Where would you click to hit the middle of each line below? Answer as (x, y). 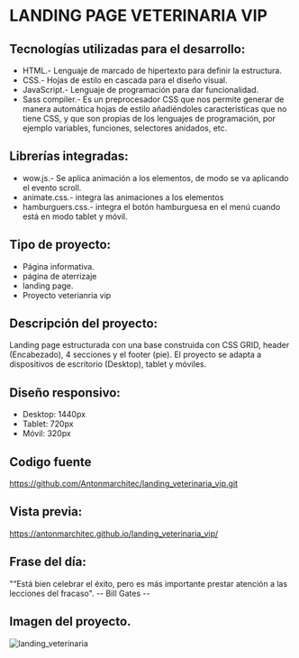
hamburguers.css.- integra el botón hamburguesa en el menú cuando (151, 206)
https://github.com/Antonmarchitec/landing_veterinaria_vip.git (124, 484)
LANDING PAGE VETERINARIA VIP (139, 16)
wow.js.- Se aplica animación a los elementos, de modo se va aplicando (155, 178)
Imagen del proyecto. (70, 621)
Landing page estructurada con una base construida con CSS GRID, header (149, 345)
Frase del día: (48, 562)
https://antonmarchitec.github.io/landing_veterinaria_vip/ (114, 534)
